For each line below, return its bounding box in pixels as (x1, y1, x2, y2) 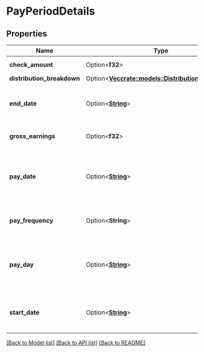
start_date (9, 308, 40, 317)
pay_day (9, 260, 34, 269)
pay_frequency (9, 216, 53, 224)
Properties (6, 29, 47, 39)
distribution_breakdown (9, 74, 80, 83)
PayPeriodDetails (6, 4, 95, 18)
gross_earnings (9, 132, 56, 140)
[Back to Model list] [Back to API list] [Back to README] (6, 339, 146, 346)
